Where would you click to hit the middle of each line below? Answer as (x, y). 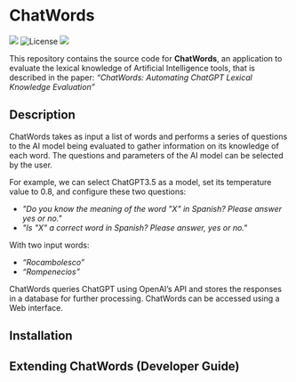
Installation (41, 336)
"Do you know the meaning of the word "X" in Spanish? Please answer (152, 208)
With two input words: (49, 245)
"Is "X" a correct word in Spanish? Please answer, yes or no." (135, 227)
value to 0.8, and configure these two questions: (98, 191)
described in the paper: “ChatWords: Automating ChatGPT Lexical (131, 77)
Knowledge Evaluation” (52, 86)
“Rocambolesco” (53, 262)
